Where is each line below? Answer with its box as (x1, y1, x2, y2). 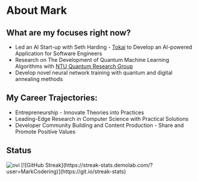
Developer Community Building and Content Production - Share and (14, 121, 184, 129)
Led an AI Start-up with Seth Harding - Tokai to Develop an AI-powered (14, 43, 193, 51)
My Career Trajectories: (6, 93, 98, 103)
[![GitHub (21, 161, 44, 168)
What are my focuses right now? (6, 28, 131, 38)
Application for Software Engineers (14, 50, 103, 57)
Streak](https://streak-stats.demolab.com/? (45, 161, 153, 168)
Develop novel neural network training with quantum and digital (14, 69, 173, 76)
